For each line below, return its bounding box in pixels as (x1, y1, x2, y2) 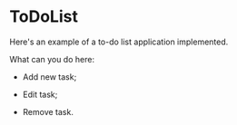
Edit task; (22, 89, 58, 100)
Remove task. (22, 106, 74, 117)
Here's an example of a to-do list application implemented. (9, 36, 229, 47)
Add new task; (22, 71, 77, 82)
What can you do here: (9, 53, 95, 64)
